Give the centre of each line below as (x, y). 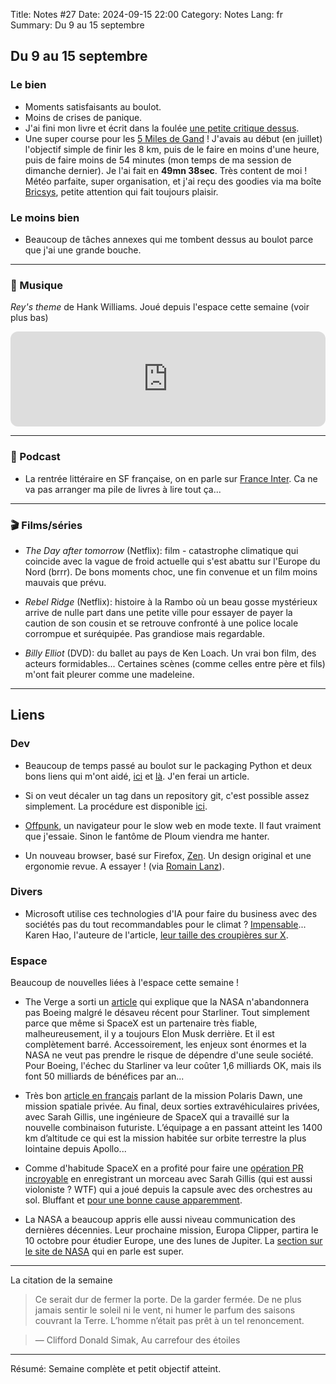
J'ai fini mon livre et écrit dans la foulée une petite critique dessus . (162, 128)
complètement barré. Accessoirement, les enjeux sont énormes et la (165, 1045)
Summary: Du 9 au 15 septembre (77, 25)
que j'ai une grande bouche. (83, 250)
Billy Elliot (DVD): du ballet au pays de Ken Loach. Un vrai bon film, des (170, 653)
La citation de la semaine (61, 1280)
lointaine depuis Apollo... (75, 1149)
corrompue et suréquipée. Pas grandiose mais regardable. (145, 633)
